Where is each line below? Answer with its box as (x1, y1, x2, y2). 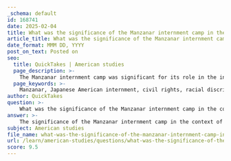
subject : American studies (7, 125, 85, 132)
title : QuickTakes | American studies (13, 61, 125, 68)
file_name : (7, 131, 38, 138)
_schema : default (7, 10, 57, 17)
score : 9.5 (7, 144, 38, 151)
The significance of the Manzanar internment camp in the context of (19, 118, 223, 125)
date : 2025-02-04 (7, 23, 57, 29)
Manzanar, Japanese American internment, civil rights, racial (19, 86, 205, 93)
